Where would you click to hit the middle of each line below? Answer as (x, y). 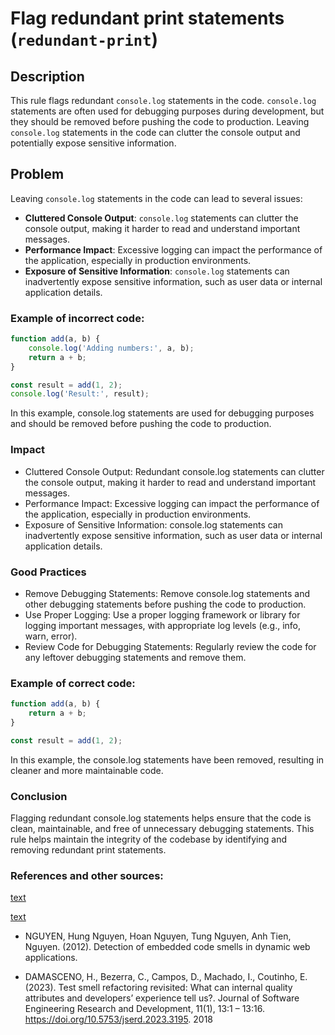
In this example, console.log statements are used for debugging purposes (162, 413)
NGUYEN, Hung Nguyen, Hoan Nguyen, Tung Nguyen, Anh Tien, (158, 936)
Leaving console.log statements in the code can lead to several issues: (156, 198)
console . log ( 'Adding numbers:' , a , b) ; (111, 348)
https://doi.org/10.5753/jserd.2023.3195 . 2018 (119, 1019)
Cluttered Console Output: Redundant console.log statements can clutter (174, 471)
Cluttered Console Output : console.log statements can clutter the (161, 218)
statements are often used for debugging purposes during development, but (167, 111)
